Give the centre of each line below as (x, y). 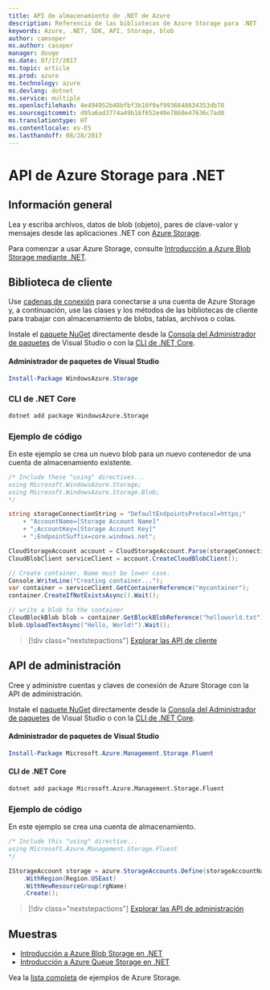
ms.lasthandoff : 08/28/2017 (55, 135)
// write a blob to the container (66, 610)
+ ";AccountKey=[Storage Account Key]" (90, 529)
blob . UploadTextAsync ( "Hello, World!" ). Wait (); (90, 625)
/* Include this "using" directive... (73, 842)
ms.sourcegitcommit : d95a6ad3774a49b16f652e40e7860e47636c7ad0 (117, 113)
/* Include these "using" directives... (77, 477)
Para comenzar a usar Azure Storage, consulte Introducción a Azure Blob (130, 248)
